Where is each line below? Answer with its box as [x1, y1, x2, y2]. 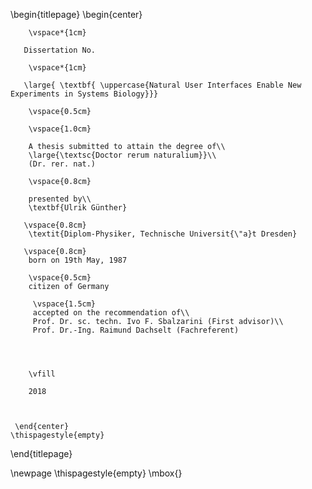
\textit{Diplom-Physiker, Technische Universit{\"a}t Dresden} [28, 229, 298, 239]
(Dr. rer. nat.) [28, 159, 97, 169]
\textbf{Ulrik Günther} [28, 203, 128, 213]
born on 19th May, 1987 [28, 255, 128, 265]
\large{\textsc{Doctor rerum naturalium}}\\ [28, 150, 217, 160]
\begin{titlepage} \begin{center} [10, 9, 143, 20]
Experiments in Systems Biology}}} [10, 89, 159, 99]
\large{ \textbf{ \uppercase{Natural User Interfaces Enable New [23, 80, 302, 90]
